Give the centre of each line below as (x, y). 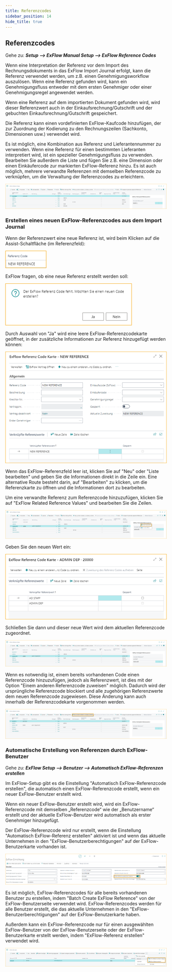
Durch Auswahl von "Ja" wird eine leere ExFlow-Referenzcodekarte (76, 334)
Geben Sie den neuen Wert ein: (38, 547)
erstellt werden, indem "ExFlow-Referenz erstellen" (91, 935)
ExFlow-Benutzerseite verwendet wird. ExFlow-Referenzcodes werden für (84, 903)
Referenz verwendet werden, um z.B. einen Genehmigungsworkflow (77, 76)
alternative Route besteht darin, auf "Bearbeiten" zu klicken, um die (76, 482)
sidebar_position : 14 (28, 16)
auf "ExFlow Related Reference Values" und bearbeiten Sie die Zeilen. (79, 503)
